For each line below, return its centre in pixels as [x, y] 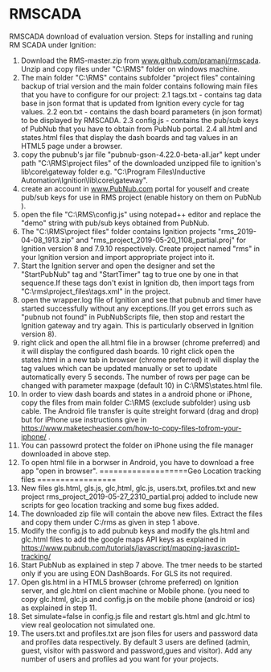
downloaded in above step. [66, 453]
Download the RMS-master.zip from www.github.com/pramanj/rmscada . [141, 60]
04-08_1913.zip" [47, 240]
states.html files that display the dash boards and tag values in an [129, 137]
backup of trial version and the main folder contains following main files [139, 86]
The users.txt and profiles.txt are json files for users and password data [139, 633]
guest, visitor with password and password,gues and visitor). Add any [136, 650]
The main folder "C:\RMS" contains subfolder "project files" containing [138, 77]
